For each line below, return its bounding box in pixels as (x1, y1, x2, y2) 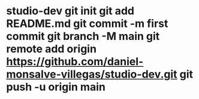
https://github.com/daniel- (6, 55, 144, 69)
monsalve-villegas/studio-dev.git (6, 67, 178, 81)
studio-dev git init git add (6, 4, 135, 18)
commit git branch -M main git (6, 30, 160, 43)
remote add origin (6, 42, 97, 56)
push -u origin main (6, 81, 106, 94)
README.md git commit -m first (6, 17, 168, 30)
